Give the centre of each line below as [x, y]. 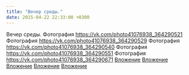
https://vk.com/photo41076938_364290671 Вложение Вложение [87, 60]
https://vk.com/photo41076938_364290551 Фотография [76, 53]
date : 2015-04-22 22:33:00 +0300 [48, 17]
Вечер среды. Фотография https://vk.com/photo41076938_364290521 [94, 34]
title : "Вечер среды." [34, 12]
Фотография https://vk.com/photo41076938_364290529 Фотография [93, 40]
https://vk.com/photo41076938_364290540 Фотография [77, 47]
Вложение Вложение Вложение [47, 65]
